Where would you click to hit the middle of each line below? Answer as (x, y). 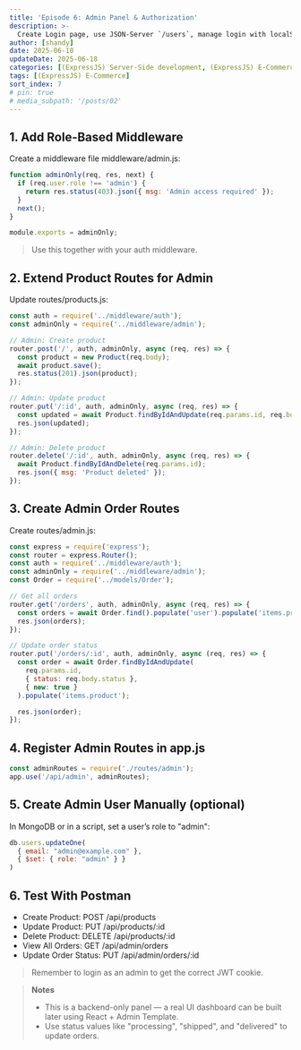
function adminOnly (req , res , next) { (82, 175)
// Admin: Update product (57, 398)
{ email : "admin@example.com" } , (80, 851)
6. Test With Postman (70, 896)
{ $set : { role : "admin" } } (72, 859)
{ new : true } (52, 687)
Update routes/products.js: (59, 300)
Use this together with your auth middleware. (114, 250)
